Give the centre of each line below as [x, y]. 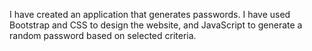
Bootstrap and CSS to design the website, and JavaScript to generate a [156, 25]
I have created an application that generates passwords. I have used [150, 14]
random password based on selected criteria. [103, 35]
